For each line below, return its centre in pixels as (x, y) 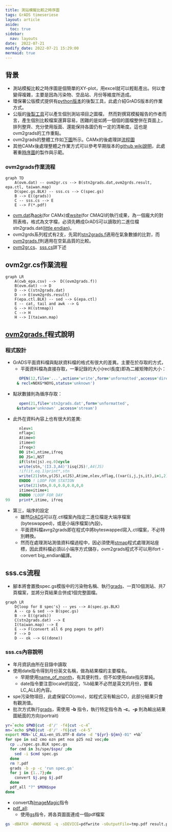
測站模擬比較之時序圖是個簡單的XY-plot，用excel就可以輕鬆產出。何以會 (89, 88)
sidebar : (15, 34)
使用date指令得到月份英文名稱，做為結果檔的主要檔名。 (71, 670)
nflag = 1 (27, 433)
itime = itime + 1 (34, 490)
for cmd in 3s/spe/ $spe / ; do (41, 749)
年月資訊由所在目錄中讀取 (40, 664)
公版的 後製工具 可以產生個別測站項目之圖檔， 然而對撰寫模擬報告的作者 (87, 114)
